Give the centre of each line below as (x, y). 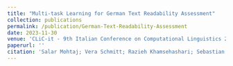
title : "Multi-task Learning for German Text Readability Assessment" (111, 13)
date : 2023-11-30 (32, 33)
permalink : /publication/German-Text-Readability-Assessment (97, 26)
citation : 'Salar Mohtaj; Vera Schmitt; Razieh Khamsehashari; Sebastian (116, 52)
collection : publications (44, 20)
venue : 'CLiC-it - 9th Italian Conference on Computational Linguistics (114, 39)
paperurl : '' (26, 45)
